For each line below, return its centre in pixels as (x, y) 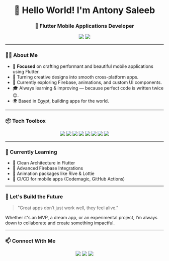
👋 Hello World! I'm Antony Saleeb (84, 10)
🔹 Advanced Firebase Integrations (48, 168)
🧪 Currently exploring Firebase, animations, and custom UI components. (87, 82)
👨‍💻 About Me (21, 55)
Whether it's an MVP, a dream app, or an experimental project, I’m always (81, 217)
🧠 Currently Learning (31, 152)
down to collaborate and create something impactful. (60, 223)
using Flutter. (26, 71)
